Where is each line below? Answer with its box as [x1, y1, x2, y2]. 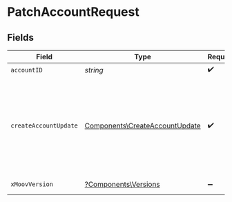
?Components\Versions [84, 180, 160, 189]
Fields [7, 32, 35, 43]
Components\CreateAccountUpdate [84, 121, 202, 130]
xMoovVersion [10, 181, 54, 188]
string [84, 65, 104, 74]
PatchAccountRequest [7, 4, 139, 20]
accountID [10, 66, 43, 74]
